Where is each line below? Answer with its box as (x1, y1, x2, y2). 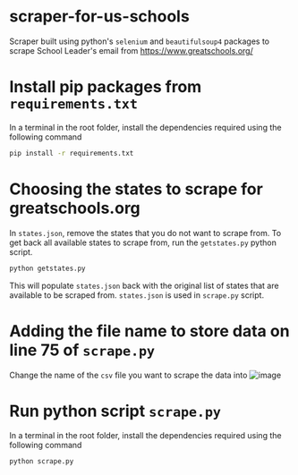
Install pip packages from (9, 77, 202, 98)
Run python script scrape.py (9, 401, 222, 421)
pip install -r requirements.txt (9, 148, 134, 157)
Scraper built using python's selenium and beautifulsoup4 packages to (9, 36, 270, 47)
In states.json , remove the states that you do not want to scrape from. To (9, 227, 282, 238)
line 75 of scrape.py (9, 340, 155, 360)
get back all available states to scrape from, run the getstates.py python (9, 237, 277, 248)
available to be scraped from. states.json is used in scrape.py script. (9, 289, 265, 301)
